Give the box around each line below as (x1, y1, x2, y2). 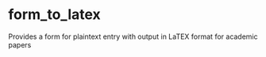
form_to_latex (8, 6, 101, 24)
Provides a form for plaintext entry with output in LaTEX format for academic (8, 32, 258, 41)
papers (8, 40, 32, 49)
